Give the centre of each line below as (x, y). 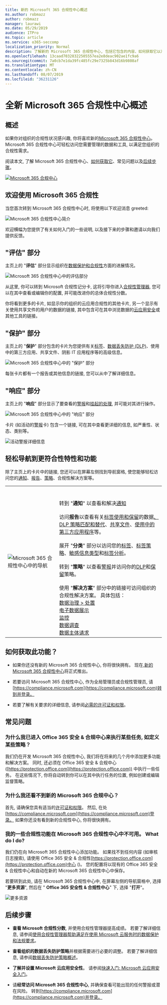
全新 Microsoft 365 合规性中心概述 (76, 105)
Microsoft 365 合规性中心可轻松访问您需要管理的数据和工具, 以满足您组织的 (83, 144)
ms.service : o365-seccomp (32, 42)
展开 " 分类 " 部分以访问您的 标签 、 (98, 546)
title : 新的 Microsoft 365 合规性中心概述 (46, 10)
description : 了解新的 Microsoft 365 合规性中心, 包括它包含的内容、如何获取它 (81, 51)
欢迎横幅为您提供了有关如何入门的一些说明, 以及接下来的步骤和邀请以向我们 (83, 229)
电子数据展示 (74, 610)
